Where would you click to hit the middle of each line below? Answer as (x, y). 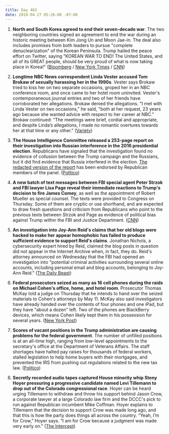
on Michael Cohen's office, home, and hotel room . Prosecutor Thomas (87, 288)
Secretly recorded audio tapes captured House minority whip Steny (85, 377)
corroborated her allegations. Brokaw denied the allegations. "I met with (87, 103)
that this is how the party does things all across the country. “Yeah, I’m (86, 415)
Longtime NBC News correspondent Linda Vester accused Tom (80, 76)
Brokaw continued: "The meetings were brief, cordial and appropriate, (85, 120)
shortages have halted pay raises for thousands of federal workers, (82, 351)
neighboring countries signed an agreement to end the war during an (84, 34)
